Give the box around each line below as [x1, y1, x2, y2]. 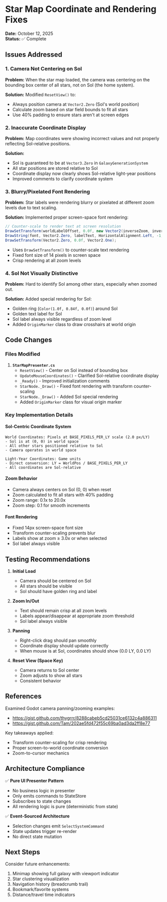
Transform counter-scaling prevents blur [12, 530, 96, 536]
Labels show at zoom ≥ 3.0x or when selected [12, 535, 107, 541]
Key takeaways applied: [5, 730, 54, 736]
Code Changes [5, 336, 52, 344]
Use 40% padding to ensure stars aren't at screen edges [12, 112, 129, 118]
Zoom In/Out [12, 598, 40, 604]
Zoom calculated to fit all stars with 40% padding [12, 492, 113, 498]
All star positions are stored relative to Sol [12, 165, 98, 171]
